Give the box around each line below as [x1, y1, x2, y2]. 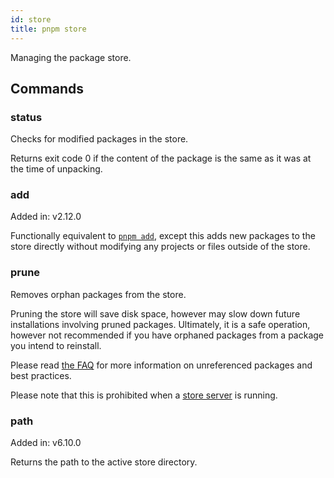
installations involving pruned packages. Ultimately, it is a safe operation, [10, 318, 311, 330]
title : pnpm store [10, 24, 87, 34]
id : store [10, 14, 52, 25]
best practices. [10, 369, 72, 381]
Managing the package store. [10, 51, 132, 63]
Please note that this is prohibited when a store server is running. [10, 389, 278, 401]
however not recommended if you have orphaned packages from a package [10, 329, 325, 341]
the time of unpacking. [10, 163, 103, 175]
